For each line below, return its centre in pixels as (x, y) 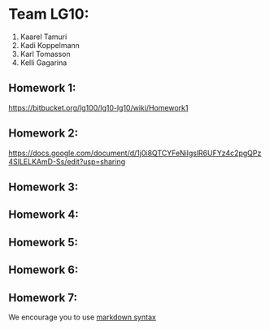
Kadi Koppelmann (50, 45)
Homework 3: (44, 187)
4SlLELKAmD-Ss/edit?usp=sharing (67, 161)
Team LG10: (49, 14)
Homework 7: (43, 297)
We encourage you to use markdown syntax (82, 317)
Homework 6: (44, 270)
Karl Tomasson (45, 54)
